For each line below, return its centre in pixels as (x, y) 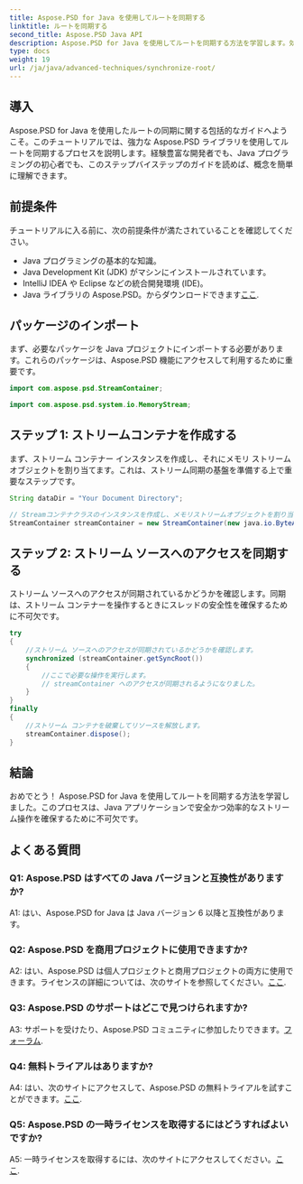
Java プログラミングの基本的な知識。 (92, 260)
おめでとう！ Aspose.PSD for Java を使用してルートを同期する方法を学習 (146, 796)
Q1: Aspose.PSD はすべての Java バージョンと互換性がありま (142, 878)
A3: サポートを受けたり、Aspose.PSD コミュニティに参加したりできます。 (147, 1029)
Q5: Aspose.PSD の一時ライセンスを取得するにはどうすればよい (149, 1124)
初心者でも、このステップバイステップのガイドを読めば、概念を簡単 (167, 164)
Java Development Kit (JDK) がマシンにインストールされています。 (147, 272)
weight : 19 (30, 60)
